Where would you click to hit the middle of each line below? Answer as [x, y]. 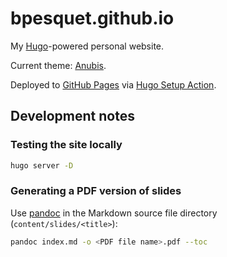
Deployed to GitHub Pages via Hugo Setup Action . [113, 84]
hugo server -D [42, 165]
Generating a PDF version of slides [96, 191]
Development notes [72, 116]
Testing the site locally [66, 145]
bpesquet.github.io [92, 18]
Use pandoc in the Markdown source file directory [114, 213]
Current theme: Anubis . [58, 65]
